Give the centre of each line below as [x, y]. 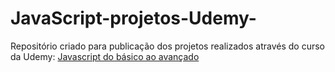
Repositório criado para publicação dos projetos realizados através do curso [167, 46]
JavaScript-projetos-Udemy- [133, 18]
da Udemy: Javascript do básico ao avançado [105, 56]
